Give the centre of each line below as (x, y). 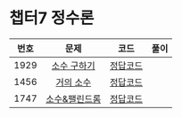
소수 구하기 (73, 66)
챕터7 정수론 (52, 18)
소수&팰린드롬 (74, 98)
